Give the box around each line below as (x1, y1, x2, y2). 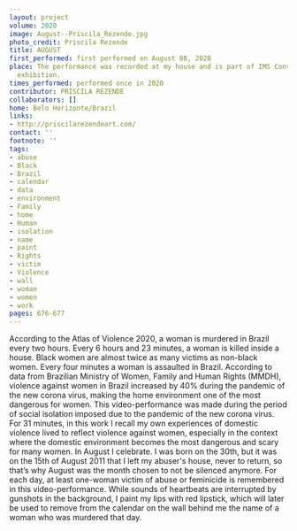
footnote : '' (9, 136, 57, 145)
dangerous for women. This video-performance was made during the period (9, 399, 287, 410)
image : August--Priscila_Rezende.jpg (9, 29, 148, 38)
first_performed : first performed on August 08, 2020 (9, 54, 212, 63)
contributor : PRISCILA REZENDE (9, 87, 125, 96)
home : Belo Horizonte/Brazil (9, 104, 117, 112)
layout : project (9, 12, 69, 22)
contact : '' (9, 128, 53, 137)
